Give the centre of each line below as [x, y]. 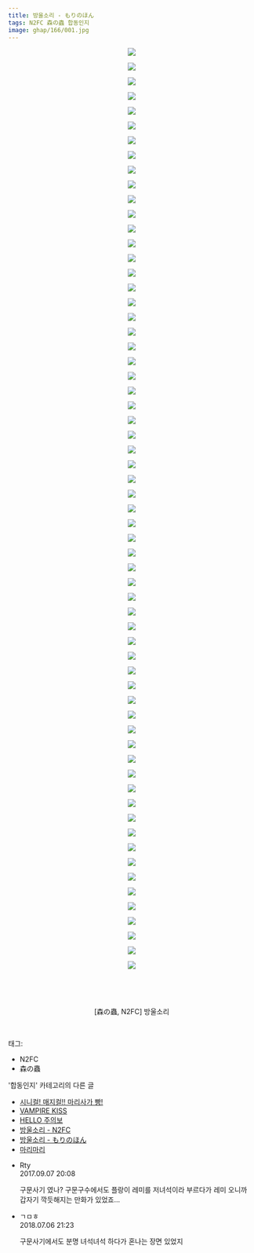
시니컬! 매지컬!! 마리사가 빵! [61, 1102]
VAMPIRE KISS [43, 1111]
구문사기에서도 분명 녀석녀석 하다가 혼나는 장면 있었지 [101, 1241]
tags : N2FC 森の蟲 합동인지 [49, 23]
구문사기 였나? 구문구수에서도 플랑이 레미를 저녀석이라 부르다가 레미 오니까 [133, 1190]
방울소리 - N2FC [45, 1130]
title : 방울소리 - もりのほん [51, 15]
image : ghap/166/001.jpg [49, 30]
